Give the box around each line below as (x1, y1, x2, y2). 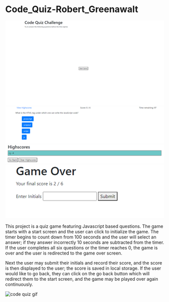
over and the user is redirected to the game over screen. (5, 250, 123, 256)
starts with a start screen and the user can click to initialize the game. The (5, 229, 159, 235)
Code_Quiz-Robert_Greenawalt (5, 4, 139, 15)
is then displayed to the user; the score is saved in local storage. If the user (5, 265, 161, 271)
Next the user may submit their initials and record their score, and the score (5, 260, 162, 266)
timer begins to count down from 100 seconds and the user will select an (5, 234, 156, 240)
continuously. (5, 281, 33, 287)
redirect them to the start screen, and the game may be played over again (5, 276, 158, 282)
